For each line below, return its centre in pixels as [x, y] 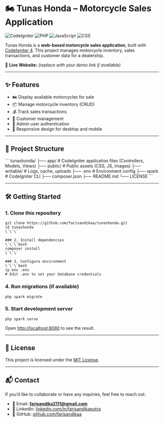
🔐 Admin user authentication [41, 123]
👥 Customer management [38, 119]
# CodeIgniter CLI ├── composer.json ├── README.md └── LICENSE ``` [79, 176]
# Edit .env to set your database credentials [53, 274]
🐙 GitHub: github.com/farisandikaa [47, 414]
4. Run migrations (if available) [42, 286]
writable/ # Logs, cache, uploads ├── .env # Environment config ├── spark [82, 171]
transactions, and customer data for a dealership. [55, 55]
